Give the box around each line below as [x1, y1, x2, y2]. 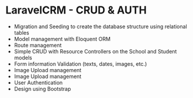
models [14, 54, 32, 61]
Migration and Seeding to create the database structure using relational [14, 23, 188, 30]
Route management [14, 42, 62, 49]
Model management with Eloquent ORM [14, 35, 111, 42]
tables [14, 29, 29, 36]
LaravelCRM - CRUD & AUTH [5, 4, 147, 17]
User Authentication [14, 79, 63, 86]
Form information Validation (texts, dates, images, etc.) [14, 60, 148, 67]
